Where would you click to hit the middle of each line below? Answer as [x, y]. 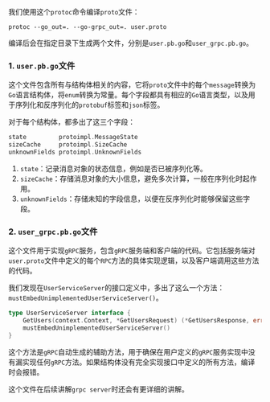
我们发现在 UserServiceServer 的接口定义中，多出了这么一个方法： [117, 288]
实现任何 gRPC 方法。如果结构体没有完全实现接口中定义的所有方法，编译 [139, 362]
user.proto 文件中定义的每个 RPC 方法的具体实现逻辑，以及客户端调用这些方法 [134, 260]
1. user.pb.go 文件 [42, 65]
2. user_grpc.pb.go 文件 [53, 232]
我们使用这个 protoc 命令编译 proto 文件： [74, 12]
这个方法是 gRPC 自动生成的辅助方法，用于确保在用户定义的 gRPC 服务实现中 [129, 351]
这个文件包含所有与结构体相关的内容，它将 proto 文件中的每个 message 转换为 [132, 85]
